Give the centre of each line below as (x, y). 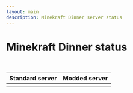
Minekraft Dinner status (67, 47)
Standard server (33, 79)
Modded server (85, 79)
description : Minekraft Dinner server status (64, 17)
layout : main (23, 12)
